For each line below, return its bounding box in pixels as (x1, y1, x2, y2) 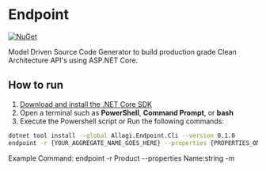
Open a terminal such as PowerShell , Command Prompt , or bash (19, 108, 234, 117)
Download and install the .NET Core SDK (19, 99, 153, 108)
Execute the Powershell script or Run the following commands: (19, 116, 224, 126)
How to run (8, 78, 64, 92)
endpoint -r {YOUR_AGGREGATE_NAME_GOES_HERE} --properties (8, 139, 207, 147)
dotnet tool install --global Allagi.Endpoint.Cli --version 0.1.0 (8, 131, 236, 139)
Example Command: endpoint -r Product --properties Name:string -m (8, 153, 235, 163)
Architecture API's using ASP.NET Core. (8, 55, 139, 65)
